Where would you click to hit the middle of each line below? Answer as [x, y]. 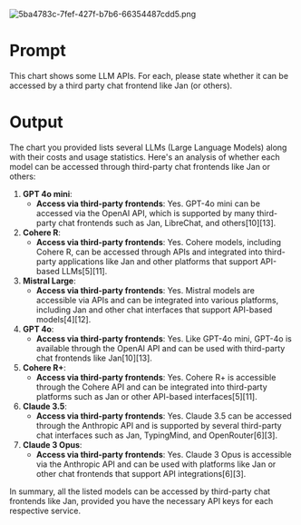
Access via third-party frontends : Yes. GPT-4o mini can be [148, 203]
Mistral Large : [49, 281]
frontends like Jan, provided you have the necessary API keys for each [141, 500]
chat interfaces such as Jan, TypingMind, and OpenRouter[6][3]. [157, 435]
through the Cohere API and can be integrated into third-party [151, 387]
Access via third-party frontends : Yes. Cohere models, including [159, 242]
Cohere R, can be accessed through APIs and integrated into [149, 252]
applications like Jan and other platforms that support [158, 261]
